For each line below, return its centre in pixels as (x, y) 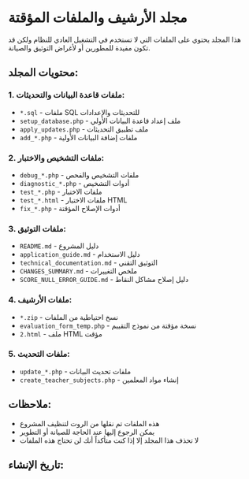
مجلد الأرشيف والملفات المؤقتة (98, 18)
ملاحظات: (30, 405)
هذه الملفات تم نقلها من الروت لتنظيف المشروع (89, 423)
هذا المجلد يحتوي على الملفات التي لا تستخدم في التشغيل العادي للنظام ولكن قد (125, 39)
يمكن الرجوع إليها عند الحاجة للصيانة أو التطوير (87, 432)
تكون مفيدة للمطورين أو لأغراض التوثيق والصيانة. (80, 47)
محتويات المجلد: (43, 73)
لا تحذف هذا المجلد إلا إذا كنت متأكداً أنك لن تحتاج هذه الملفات (109, 440)
